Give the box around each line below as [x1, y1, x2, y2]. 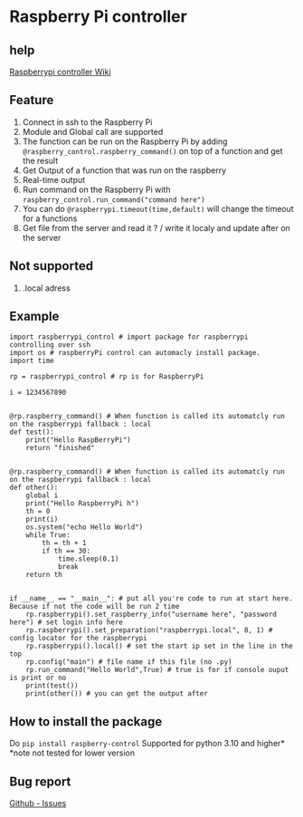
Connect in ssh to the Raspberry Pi [22, 116, 153, 128]
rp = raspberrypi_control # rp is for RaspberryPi [9, 372, 204, 381]
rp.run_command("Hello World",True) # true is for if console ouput [25, 666, 289, 675]
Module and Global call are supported [22, 126, 164, 137]
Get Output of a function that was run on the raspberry [22, 165, 227, 176]
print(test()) [25, 681, 79, 690]
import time [9, 356, 54, 366]
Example [9, 309, 60, 324]
